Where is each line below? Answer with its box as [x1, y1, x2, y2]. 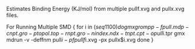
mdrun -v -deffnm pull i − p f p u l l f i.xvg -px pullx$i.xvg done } [6, 36, 154, 43]
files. [6, 11, 19, 19]
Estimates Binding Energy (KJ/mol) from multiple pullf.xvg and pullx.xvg [6, 5, 185, 12]
